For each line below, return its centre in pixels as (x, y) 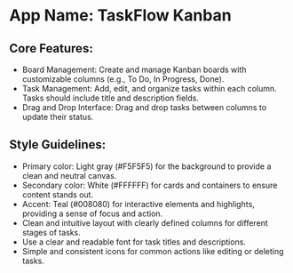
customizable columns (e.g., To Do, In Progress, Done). (123, 79)
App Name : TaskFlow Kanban (121, 16)
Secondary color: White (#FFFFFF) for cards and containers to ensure (150, 185)
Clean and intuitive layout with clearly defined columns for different (145, 222)
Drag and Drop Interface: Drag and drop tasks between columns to (144, 107)
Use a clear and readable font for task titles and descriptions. (134, 242)
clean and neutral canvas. (69, 175)
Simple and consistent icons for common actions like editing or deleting (153, 251)
